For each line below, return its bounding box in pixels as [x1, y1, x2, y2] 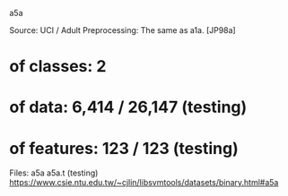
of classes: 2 [9, 56, 107, 77]
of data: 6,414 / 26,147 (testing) [9, 98, 248, 117]
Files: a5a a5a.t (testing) [9, 167, 99, 178]
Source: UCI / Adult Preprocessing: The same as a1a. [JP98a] [9, 25, 236, 35]
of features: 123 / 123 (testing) [9, 138, 240, 158]
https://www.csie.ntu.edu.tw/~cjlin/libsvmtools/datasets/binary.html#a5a [9, 177, 279, 188]
